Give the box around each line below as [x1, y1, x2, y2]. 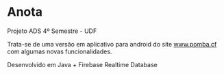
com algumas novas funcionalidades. [7, 47, 112, 56]
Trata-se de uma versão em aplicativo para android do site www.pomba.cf [7, 40, 217, 48]
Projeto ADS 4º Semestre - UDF [7, 27, 97, 35]
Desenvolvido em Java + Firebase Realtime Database [7, 60, 158, 69]
